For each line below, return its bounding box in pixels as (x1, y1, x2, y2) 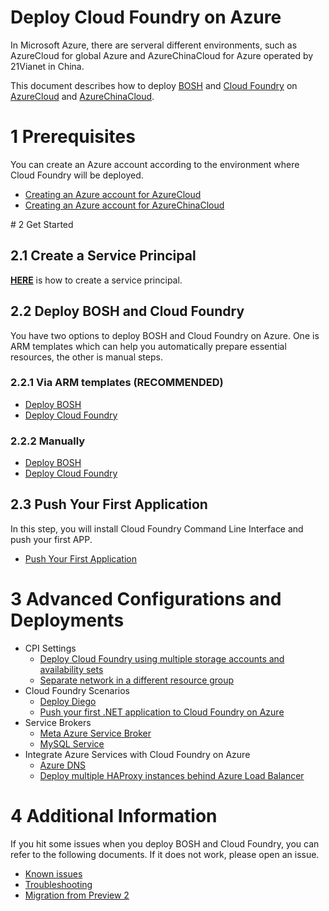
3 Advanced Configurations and (10, 588, 282, 611)
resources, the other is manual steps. (10, 351, 163, 363)
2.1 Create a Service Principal (10, 247, 197, 265)
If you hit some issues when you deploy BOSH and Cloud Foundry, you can (10, 837, 320, 850)
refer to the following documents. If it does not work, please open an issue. (10, 848, 320, 860)
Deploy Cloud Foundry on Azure (10, 6, 282, 29)
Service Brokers (24, 716, 92, 728)
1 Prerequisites (10, 126, 136, 148)
